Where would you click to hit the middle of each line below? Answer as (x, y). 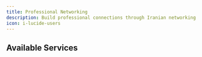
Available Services (42, 48)
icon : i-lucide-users (34, 23)
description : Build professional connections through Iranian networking (101, 18)
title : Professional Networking (47, 12)
